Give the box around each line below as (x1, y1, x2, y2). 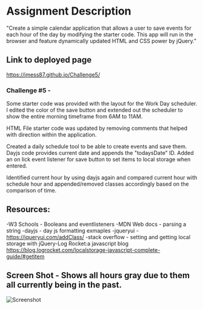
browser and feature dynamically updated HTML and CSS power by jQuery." (6, 37, 197, 44)
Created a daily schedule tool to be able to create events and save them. (6, 143, 187, 150)
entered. (6, 162, 27, 169)
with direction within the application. (6, 131, 97, 138)
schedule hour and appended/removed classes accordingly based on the (6, 180, 189, 188)
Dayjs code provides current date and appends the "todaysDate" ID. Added (6, 149, 194, 157)
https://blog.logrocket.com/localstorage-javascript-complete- (6, 246, 161, 253)
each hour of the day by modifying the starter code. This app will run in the (6, 30, 194, 38)
